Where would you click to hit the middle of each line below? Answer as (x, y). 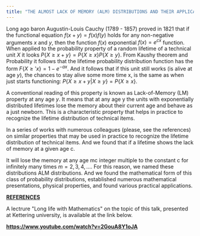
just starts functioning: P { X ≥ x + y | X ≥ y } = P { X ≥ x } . (72, 81)
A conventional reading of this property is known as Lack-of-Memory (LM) (97, 92)
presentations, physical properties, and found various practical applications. (99, 185)
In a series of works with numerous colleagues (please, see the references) (99, 129)
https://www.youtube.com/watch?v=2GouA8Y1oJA (72, 226)
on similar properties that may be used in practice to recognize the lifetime (97, 136)
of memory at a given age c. (41, 148)
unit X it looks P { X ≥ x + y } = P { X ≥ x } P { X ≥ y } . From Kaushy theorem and (97, 55)
